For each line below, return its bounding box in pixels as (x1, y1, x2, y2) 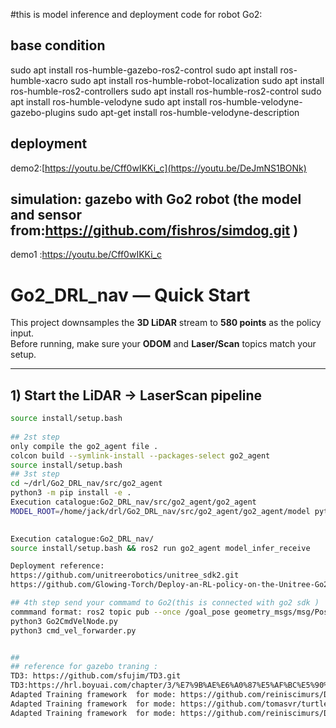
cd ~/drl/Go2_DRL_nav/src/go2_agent (10, 479, 163, 489)
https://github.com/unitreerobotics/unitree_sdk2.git (10, 570, 240, 581)
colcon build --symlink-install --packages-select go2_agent (10, 450, 271, 461)
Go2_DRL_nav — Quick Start (10, 284, 251, 306)
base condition (10, 37, 106, 54)
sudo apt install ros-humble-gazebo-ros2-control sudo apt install (10, 64, 278, 76)
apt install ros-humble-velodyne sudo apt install (10, 95, 208, 108)
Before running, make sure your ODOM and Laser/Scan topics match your (10, 338, 317, 350)
